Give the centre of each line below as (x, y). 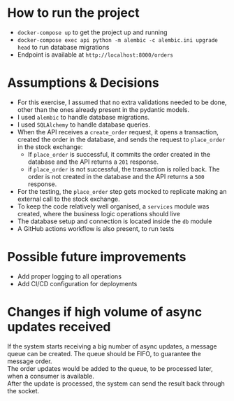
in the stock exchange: (50, 147)
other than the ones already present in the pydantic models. (103, 109)
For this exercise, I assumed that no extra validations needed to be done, (122, 102)
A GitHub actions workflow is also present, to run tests (96, 228)
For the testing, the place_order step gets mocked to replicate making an (122, 191)
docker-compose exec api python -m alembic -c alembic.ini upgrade (117, 40)
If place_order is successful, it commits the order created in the (119, 154)
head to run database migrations (63, 47)
